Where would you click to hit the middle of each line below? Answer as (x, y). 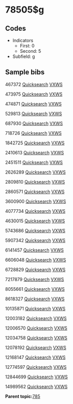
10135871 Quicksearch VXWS (35, 308)
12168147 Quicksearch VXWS (35, 357)
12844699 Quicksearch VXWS (36, 377)
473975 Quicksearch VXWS (34, 94)
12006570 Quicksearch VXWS (36, 328)
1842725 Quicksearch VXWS (35, 143)
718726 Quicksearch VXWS (33, 133)
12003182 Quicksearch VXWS (36, 318)
